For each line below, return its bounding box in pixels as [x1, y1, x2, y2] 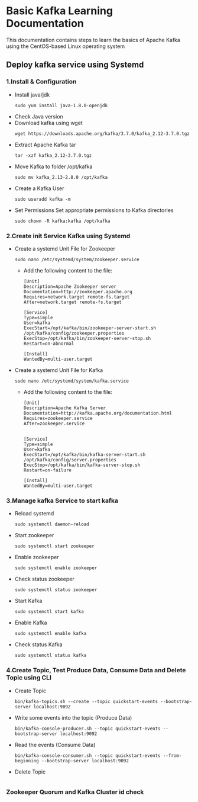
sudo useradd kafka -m [14, 196, 71, 202]
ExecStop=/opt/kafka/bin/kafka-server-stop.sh [23, 462, 141, 468]
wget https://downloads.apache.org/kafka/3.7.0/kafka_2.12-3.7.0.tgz [14, 130, 190, 137]
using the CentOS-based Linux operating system [6, 43, 125, 50]
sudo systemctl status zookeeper [14, 587, 98, 593]
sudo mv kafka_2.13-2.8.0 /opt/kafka [14, 174, 108, 180]
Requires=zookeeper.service [23, 415, 93, 421]
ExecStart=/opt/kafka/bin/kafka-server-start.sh [23, 451, 146, 457]
